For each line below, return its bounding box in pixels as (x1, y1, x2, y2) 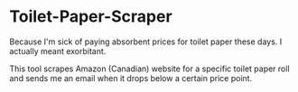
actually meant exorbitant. (9, 45, 107, 56)
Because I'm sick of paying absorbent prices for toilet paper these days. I (9, 36, 283, 47)
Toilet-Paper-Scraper (9, 6, 173, 27)
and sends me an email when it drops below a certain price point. (9, 72, 253, 83)
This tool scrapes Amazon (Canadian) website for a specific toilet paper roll (9, 63, 291, 74)
